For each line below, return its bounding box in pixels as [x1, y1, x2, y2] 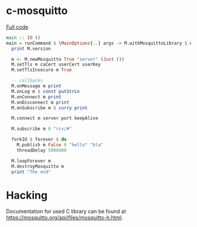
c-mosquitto [6, 4, 68, 18]
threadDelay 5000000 [16, 147, 67, 153]
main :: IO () [6, 35, 41, 40]
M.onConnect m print [11, 94, 62, 100]
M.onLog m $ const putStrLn [11, 88, 80, 94]
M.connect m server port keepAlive [11, 115, 98, 121]
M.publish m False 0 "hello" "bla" [16, 142, 104, 148]
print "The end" [11, 168, 51, 175]
